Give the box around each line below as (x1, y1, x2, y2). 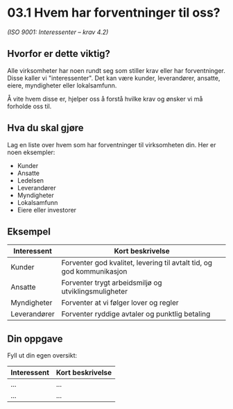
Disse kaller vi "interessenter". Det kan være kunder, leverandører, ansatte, (7, 74, 221, 82)
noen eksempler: (7, 148, 55, 156)
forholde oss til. (7, 102, 52, 110)
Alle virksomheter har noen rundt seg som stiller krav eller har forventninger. (7, 66, 225, 74)
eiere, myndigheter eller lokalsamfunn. (7, 81, 117, 90)
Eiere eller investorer (17, 206, 77, 214)
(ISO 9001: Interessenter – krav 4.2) (7, 28, 109, 36)
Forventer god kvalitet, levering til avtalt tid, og (61, 258, 213, 268)
